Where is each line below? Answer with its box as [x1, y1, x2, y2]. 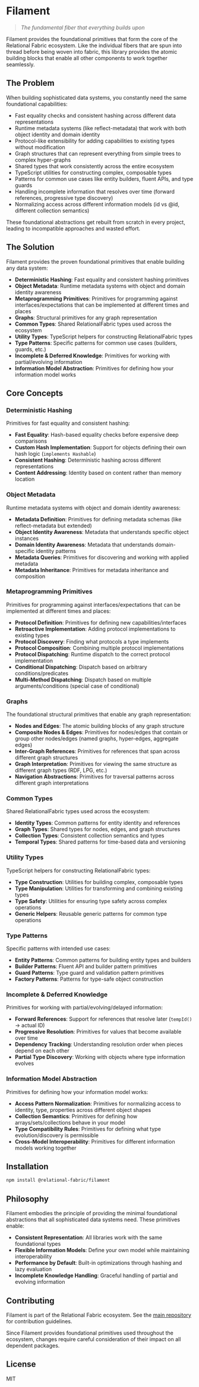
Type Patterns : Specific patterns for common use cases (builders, [14, 339, 178, 347]
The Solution [6, 242, 55, 252]
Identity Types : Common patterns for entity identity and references [14, 819, 181, 827]
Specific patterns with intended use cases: [6, 945, 111, 952]
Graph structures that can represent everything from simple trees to [14, 150, 181, 157]
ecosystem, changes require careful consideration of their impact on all [6, 1335, 181, 1343]
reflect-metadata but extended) [14, 522, 92, 529]
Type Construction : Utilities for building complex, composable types [14, 878, 183, 885]
